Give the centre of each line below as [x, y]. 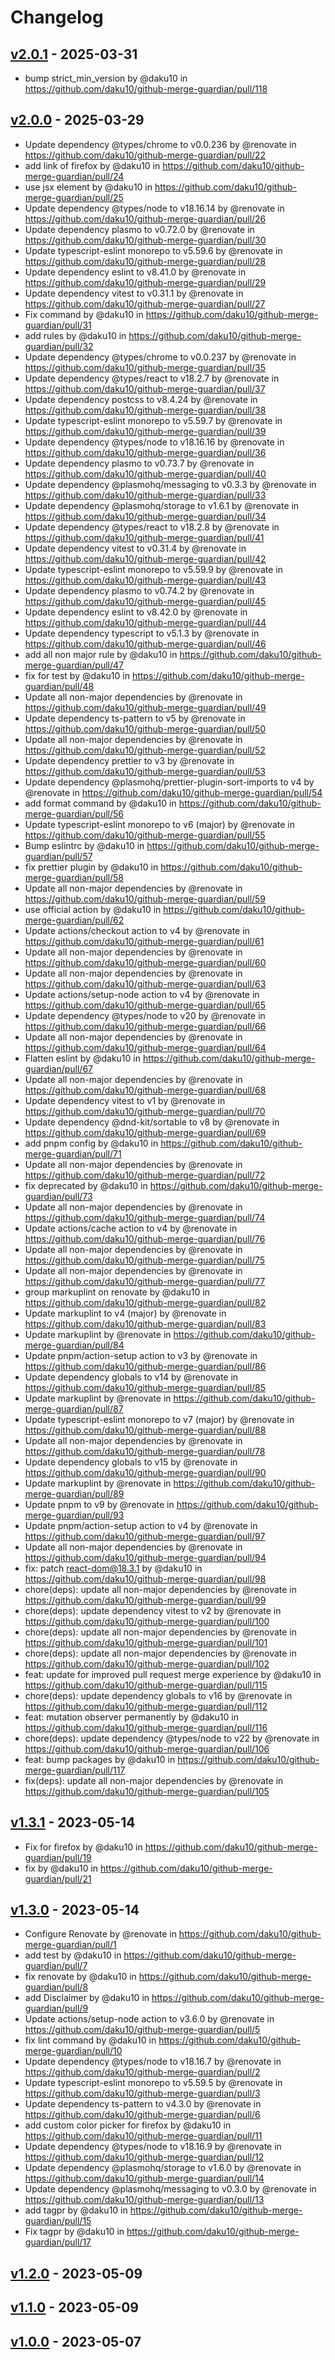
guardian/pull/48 [59, 686]
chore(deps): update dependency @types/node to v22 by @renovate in [172, 1738]
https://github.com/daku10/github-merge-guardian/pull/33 [145, 495]
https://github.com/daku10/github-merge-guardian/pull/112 [146, 1706]
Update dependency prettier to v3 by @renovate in [129, 760]
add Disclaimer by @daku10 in [87, 1998]
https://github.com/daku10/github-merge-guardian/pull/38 [145, 410]
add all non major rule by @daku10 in [101, 654]
